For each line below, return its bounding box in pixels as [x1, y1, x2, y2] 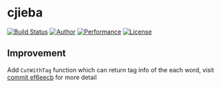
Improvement [7, 47, 66, 59]
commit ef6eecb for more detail [7, 73, 97, 81]
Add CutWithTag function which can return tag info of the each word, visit [7, 65, 215, 74]
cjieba [7, 5, 43, 21]
